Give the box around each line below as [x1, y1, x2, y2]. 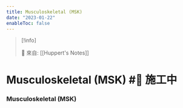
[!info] [21, 37, 36, 44]
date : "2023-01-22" [6, 15, 56, 21]
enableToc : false [6, 20, 50, 26]
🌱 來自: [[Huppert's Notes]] [21, 49, 89, 56]
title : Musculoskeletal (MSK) [6, 8, 83, 15]
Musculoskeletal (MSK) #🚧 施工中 [6, 73, 178, 87]
